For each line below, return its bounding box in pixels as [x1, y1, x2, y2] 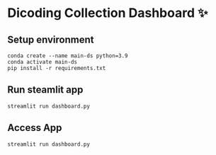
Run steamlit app [7, 84, 84, 96]
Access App [7, 122, 62, 134]
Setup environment [7, 33, 94, 45]
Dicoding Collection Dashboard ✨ [7, 5, 208, 21]
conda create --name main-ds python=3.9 [7, 52, 129, 59]
